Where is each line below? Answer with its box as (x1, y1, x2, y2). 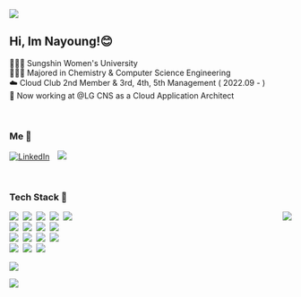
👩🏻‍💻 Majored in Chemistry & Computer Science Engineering (9, 67, 231, 78)
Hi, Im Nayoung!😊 (9, 34, 114, 49)
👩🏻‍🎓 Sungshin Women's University (9, 57, 139, 68)
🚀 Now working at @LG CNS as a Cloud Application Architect (9, 89, 235, 101)
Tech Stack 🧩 (9, 191, 68, 204)
